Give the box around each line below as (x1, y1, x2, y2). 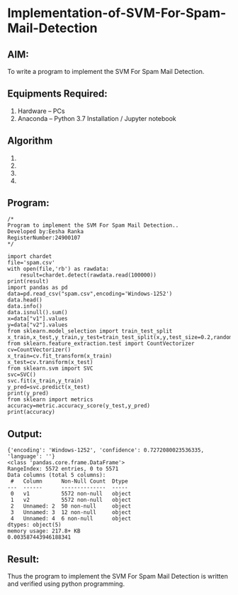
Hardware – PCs (17, 107, 65, 115)
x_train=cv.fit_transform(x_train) (7, 353, 113, 360)
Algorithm (7, 135, 53, 147)
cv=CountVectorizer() (7, 346, 72, 353)
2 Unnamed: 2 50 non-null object (10, 503, 132, 510)
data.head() (7, 296, 42, 304)
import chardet (7, 253, 52, 260)
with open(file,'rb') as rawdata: (7, 265, 110, 273)
